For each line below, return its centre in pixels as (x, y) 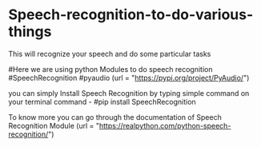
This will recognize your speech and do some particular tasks (110, 54)
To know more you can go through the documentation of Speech (115, 117)
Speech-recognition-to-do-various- (131, 15)
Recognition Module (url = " (54, 125)
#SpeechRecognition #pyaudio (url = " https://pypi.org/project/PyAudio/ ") (129, 77)
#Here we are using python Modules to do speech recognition (110, 69)
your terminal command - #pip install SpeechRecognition (102, 101)
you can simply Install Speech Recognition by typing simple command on (129, 93)
